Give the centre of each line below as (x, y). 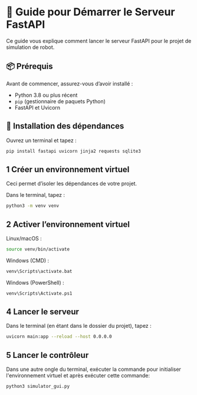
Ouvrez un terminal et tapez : (41, 140)
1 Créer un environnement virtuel (68, 169)
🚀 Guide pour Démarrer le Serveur (91, 12)
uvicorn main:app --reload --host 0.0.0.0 (59, 337)
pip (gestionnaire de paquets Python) (60, 101)
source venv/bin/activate (38, 249)
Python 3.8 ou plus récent (46, 95)
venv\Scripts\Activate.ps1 (39, 293)
